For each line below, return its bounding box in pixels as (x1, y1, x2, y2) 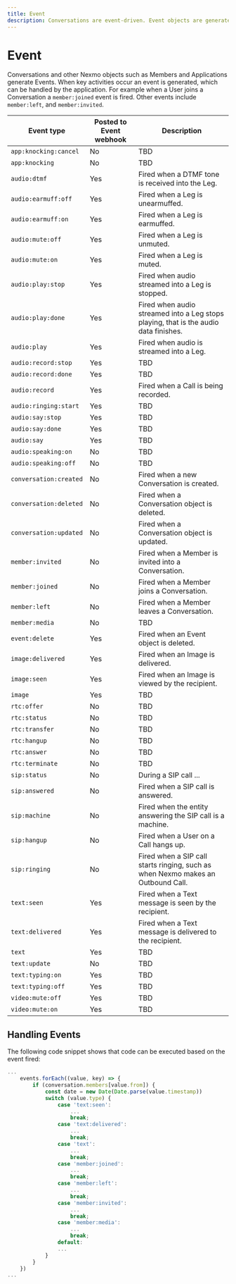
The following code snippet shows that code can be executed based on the (7, 1047, 225, 1056)
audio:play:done (11, 314, 65, 322)
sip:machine (11, 812, 51, 820)
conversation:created (11, 475, 83, 483)
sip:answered (11, 787, 55, 795)
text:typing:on (11, 971, 62, 980)
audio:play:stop (11, 280, 65, 289)
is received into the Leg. (138, 178, 218, 188)
